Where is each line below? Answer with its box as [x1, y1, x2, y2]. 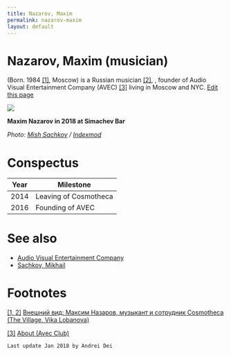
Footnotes [7, 285, 67, 301]
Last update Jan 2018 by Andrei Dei [7, 343, 113, 350]
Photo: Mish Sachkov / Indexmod [7, 130, 102, 139]
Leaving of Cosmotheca [35, 192, 113, 201]
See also [7, 230, 57, 246]
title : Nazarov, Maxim [7, 10, 73, 17]
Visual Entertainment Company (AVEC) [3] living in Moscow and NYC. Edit [7, 83, 219, 92]
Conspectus [7, 155, 80, 171]
